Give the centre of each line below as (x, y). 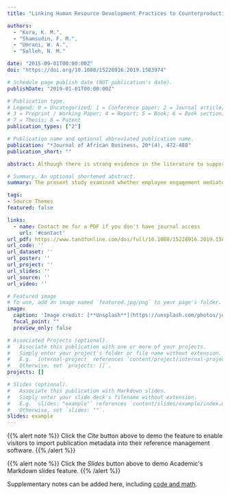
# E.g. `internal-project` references (66, 359)
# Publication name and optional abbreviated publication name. (101, 139)
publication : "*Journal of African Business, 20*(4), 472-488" (99, 145)
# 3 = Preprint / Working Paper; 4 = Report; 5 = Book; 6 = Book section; (116, 114)
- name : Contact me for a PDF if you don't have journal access (107, 227)
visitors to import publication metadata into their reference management (108, 443)
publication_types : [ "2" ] (44, 127)
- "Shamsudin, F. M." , (46, 38)
